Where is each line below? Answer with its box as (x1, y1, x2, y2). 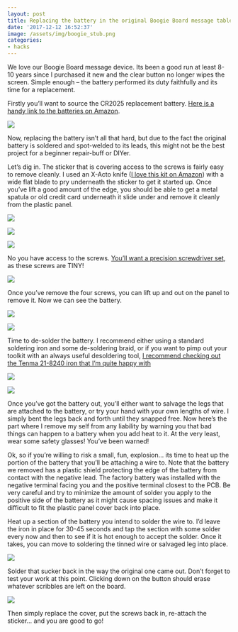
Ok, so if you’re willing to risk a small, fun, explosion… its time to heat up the (7, 451, 229, 459)
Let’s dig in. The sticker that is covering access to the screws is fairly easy (7, 162, 225, 171)
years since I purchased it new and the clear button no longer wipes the (15, 70, 225, 79)
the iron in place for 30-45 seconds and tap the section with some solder (7, 525, 221, 533)
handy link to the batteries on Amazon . (7, 107, 120, 115)
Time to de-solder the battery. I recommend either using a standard (7, 336, 204, 345)
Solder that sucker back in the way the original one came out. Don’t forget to (7, 567, 231, 575)
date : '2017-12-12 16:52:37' (7, 23, 93, 31)
